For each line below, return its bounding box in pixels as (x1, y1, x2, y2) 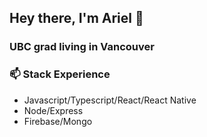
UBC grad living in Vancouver (9, 40, 155, 54)
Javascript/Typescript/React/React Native (23, 94, 197, 106)
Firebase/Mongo (23, 115, 93, 127)
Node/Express (23, 104, 84, 116)
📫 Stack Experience (9, 67, 111, 81)
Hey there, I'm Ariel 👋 (9, 10, 144, 27)
